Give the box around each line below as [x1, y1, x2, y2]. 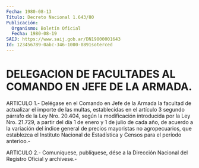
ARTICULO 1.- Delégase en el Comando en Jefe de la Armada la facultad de [6, 99, 192, 107]
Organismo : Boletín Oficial [11, 25, 81, 31]
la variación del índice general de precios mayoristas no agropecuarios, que [6, 125, 192, 132]
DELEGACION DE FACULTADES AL [6, 68, 176, 81]
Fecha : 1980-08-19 [11, 31, 58, 37]
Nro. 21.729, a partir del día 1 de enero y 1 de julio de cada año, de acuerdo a [6, 118, 194, 125]
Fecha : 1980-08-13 [6, 8, 52, 15]
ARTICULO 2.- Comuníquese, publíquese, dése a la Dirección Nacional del [6, 149, 188, 156]
